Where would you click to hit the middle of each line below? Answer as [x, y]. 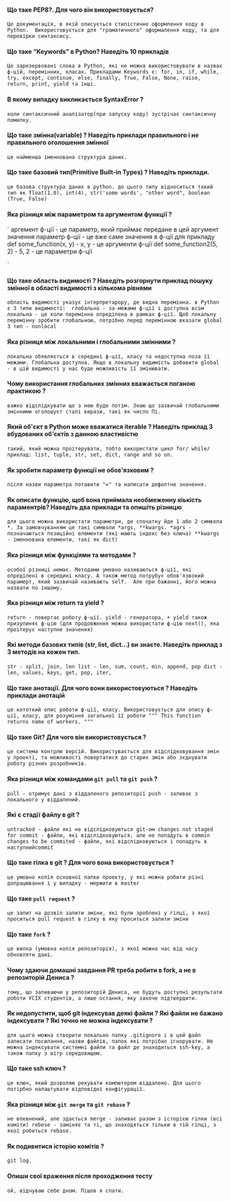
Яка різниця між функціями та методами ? [71, 555]
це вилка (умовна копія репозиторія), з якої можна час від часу [102, 949]
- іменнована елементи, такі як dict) [62, 540]
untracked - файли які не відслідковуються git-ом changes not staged [110, 829]
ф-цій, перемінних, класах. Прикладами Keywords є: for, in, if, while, [113, 72]
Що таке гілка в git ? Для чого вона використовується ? [91, 863]
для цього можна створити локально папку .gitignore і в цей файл [104, 1035]
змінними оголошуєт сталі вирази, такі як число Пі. [84, 411]
